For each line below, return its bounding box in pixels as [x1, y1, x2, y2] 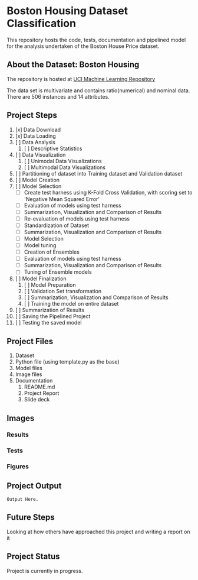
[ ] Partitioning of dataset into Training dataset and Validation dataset [15, 170, 183, 177]
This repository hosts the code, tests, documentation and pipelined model [6, 36, 186, 43]
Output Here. [6, 497, 39, 503]
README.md [24, 383, 55, 391]
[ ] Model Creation [15, 176, 60, 183]
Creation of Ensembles [24, 248, 80, 255]
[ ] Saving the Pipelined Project [15, 313, 91, 320]
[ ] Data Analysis [15, 138, 55, 145]
